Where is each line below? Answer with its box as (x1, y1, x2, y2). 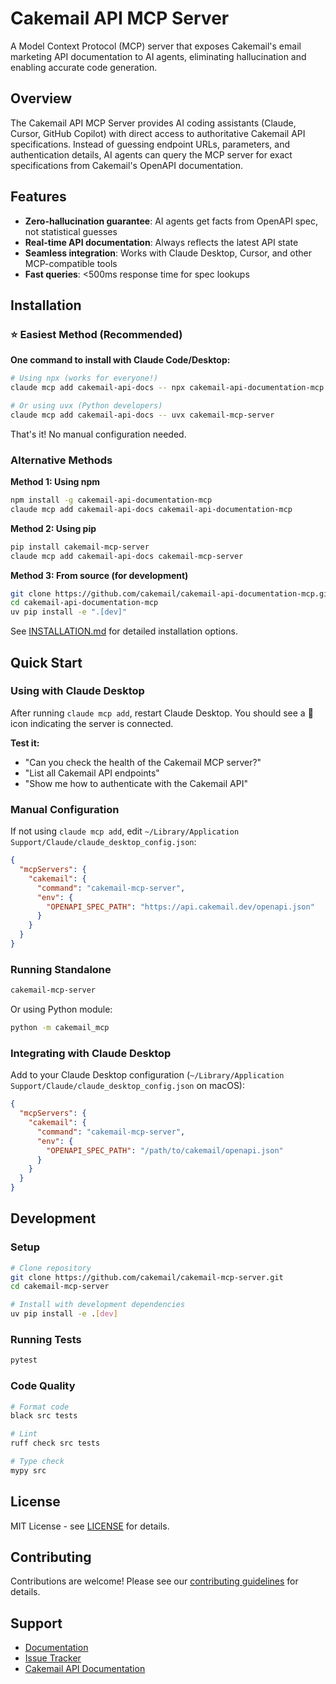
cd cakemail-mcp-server (10, 1282, 110, 1292)
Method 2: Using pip (10, 522, 97, 534)
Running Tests (10, 1332, 82, 1346)
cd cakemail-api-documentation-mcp (10, 598, 159, 608)
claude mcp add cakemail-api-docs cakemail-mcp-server (10, 551, 244, 561)
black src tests (10, 1411, 78, 1421)
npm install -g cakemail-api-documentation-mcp (10, 495, 213, 506)
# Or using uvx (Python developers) (10, 401, 163, 411)
